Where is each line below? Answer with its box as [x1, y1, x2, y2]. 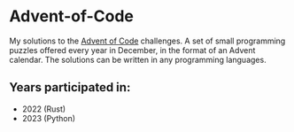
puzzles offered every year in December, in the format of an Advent [9, 44, 256, 55]
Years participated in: [9, 80, 131, 95]
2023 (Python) [21, 113, 76, 123]
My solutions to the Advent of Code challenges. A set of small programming [9, 35, 286, 46]
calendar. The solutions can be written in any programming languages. [9, 54, 267, 65]
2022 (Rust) [21, 104, 66, 114]
